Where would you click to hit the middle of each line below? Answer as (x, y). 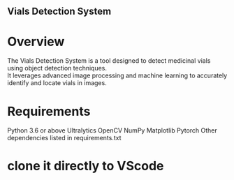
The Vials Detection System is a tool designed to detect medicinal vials (109, 61)
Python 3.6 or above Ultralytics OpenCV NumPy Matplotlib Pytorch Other (112, 130)
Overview (36, 42)
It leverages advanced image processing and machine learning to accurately (117, 75)
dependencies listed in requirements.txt (64, 138)
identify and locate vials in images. (57, 83)
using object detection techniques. (57, 68)
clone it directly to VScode (86, 166)
